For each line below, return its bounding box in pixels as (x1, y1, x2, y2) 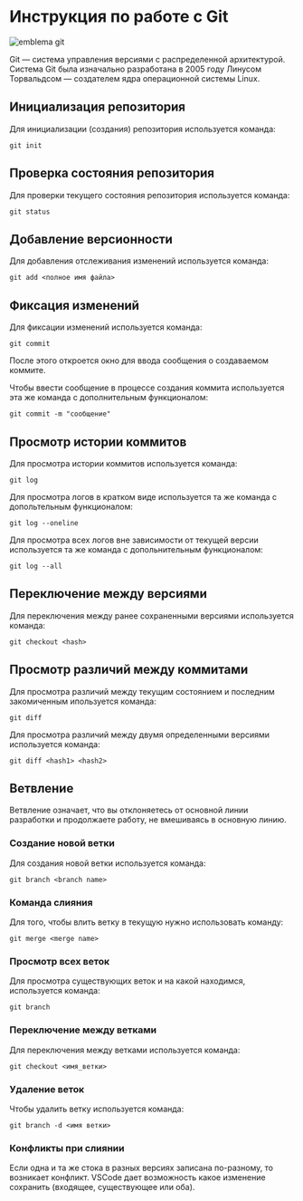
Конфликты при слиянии (9, 1141, 125, 1154)
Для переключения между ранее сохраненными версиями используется (9, 610, 294, 621)
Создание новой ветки (9, 837, 115, 850)
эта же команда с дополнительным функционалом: (9, 392, 209, 403)
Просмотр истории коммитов (9, 434, 187, 449)
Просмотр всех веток (9, 955, 110, 967)
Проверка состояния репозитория (9, 166, 215, 181)
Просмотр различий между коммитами (9, 662, 249, 677)
